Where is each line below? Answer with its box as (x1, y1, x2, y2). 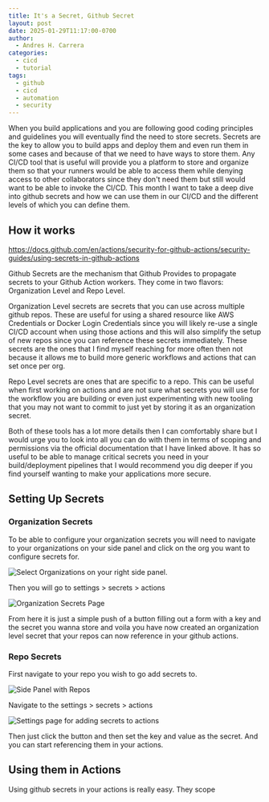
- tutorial (15, 64, 52, 72)
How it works (8, 223, 75, 237)
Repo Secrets (8, 651, 62, 662)
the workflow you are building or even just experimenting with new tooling (8, 393, 254, 403)
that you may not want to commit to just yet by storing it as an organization (8, 402, 255, 412)
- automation (15, 94, 59, 102)
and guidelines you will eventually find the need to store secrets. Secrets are (8, 132, 261, 141)
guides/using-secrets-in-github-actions (8, 253, 140, 263)
